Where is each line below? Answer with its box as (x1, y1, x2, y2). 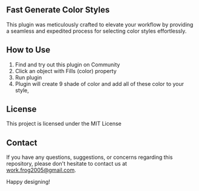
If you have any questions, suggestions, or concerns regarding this (6, 154, 173, 161)
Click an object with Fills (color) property (15, 67, 117, 74)
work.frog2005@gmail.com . (6, 166, 77, 174)
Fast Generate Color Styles (6, 5, 110, 15)
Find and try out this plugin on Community (15, 60, 120, 68)
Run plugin (15, 74, 42, 81)
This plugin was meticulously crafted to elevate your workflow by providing (6, 21, 194, 28)
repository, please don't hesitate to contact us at (6, 160, 127, 167)
